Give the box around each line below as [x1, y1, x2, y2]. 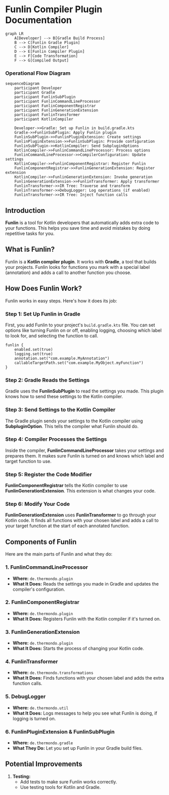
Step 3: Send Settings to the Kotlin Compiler [5, 406, 115, 413]
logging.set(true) [14, 351, 53, 356]
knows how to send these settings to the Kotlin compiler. [5, 393, 123, 400]
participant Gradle [14, 90, 56, 95]
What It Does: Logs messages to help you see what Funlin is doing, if [12, 710, 157, 716]
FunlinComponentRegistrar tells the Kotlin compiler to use [5, 482, 128, 488]
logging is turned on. [12, 715, 56, 721]
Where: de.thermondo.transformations [12, 669, 94, 676]
